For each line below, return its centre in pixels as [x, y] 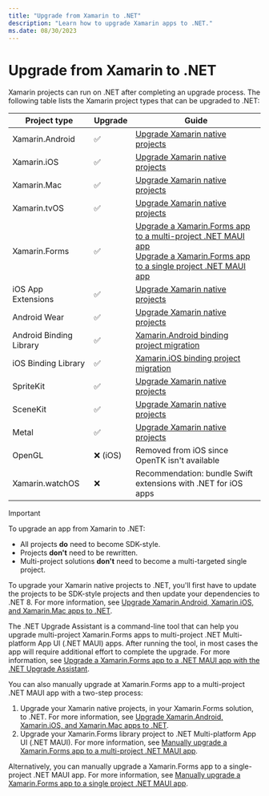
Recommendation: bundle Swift [195, 473]
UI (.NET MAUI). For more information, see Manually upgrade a [123, 742]
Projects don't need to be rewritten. [79, 553]
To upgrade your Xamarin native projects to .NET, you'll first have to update [132, 585]
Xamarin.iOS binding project [188, 359]
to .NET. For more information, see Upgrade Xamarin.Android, [122, 717]
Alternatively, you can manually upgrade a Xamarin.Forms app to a [118, 766]
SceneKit [29, 409]
